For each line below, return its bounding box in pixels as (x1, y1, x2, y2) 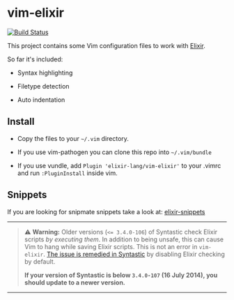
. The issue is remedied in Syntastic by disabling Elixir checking (42, 250, 225, 258)
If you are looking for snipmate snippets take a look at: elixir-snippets (7, 207, 205, 216)
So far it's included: (7, 54, 63, 63)
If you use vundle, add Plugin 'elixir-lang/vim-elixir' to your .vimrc (17, 161, 221, 170)
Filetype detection (17, 82, 70, 90)
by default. (24, 257, 56, 266)
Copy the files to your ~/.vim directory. (17, 134, 129, 142)
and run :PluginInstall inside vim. (17, 169, 118, 177)
